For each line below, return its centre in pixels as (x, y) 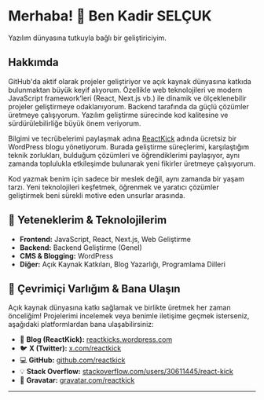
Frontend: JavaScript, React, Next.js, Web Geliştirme (105, 239)
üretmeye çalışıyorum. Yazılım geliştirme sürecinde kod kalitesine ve (118, 115)
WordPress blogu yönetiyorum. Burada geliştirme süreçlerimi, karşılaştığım (129, 147)
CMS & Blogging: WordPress (66, 255)
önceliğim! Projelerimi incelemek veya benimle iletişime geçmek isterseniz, (129, 316)
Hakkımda (33, 62)
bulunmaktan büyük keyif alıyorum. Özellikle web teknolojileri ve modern (125, 90)
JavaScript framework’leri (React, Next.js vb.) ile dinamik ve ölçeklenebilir (127, 98)
